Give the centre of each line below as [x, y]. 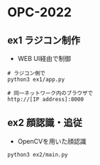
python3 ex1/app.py [36, 79]
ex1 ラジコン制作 [44, 40]
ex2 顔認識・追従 [45, 123]
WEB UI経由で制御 [44, 58]
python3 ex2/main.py [38, 154]
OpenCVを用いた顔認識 [52, 141]
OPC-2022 [40, 12]
